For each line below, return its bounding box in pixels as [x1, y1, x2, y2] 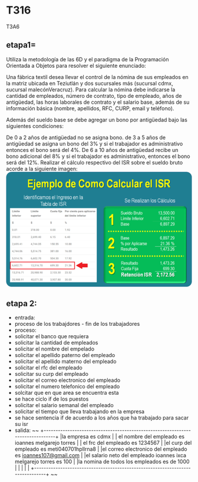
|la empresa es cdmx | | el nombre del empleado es [60, 433, 184, 440]
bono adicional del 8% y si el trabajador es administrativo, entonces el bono [6, 153, 190, 160]
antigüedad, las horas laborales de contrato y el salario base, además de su [6, 98, 190, 105]
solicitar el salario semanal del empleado [14, 402, 114, 409]
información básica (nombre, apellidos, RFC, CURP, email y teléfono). [6, 104, 174, 112]
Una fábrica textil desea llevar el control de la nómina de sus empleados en [6, 73, 189, 80]
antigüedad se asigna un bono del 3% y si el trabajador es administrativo [6, 140, 183, 147]
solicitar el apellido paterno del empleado [14, 352, 115, 359]
